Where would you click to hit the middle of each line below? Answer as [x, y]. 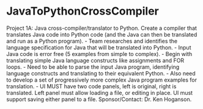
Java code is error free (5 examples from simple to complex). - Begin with [99, 54]
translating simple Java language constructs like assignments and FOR [95, 60]
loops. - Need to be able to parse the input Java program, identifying [93, 67]
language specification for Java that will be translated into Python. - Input [99, 47]
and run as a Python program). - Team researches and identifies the [92, 41]
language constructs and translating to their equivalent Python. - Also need [101, 73]
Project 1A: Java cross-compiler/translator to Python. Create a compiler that [102, 28]
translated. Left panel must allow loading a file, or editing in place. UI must [100, 93]
